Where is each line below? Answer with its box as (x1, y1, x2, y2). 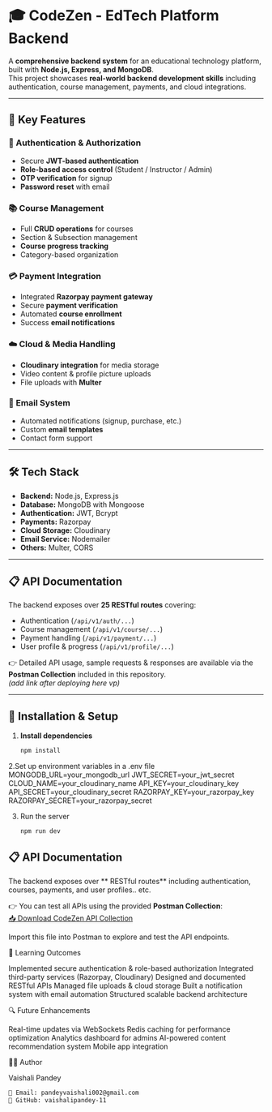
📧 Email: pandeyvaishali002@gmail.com (8, 1088, 139, 1097)
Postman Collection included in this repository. (8, 670, 167, 680)
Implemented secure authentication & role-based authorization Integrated (8, 963, 253, 973)
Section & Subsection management (19, 232, 138, 242)
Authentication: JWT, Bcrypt (19, 508, 119, 517)
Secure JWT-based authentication (19, 156, 139, 165)
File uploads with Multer (19, 377, 102, 387)
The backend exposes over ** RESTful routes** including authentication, (8, 876, 251, 886)
